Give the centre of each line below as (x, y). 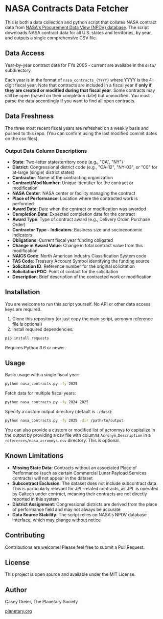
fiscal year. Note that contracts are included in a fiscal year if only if (83, 85)
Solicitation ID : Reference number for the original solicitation (73, 266)
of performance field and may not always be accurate (66, 509)
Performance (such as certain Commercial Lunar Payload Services (79, 473)
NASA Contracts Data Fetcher (67, 9)
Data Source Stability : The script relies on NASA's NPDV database (79, 514)
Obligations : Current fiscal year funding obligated (63, 240)
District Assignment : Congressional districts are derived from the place (85, 504)
